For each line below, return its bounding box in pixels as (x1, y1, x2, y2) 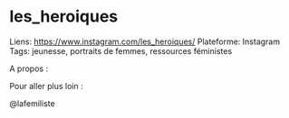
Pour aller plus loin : (9, 80, 83, 91)
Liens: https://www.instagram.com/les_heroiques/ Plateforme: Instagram (9, 36, 281, 47)
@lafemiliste (9, 97, 56, 109)
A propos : (9, 63, 48, 74)
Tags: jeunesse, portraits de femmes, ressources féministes (9, 45, 233, 56)
